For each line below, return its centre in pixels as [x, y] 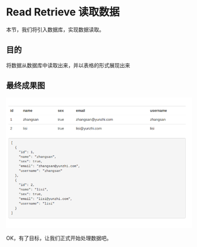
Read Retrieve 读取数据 [63, 12]
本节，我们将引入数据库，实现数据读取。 [55, 29]
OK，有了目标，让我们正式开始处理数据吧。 [59, 238]
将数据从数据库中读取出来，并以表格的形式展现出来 [68, 65]
